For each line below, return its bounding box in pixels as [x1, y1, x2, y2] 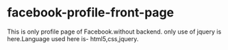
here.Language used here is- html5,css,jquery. [7, 34, 139, 42]
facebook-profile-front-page [7, 5, 175, 21]
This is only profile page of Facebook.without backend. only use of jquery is [7, 27, 222, 36]
